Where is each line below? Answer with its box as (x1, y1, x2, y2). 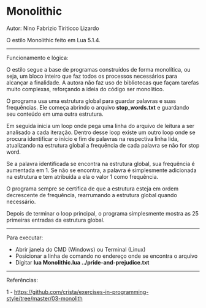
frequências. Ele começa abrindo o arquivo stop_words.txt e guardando (6, 103, 189, 111)
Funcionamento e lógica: (6, 54, 69, 61)
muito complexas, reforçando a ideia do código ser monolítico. (6, 85, 164, 92)
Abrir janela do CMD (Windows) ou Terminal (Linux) (15, 246, 146, 253)
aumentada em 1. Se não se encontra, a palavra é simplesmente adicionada (6, 167, 197, 174)
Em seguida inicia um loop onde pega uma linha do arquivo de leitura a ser (6, 122, 195, 129)
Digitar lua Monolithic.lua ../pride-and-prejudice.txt (15, 258, 150, 266)
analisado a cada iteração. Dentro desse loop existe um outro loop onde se (6, 129, 196, 136)
